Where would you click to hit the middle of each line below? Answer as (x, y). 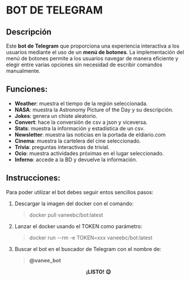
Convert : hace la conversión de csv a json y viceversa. (81, 122)
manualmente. (23, 71)
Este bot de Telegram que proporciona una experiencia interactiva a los (93, 46)
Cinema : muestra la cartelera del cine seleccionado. (78, 141)
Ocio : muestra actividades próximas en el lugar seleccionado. (89, 153)
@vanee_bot (45, 260)
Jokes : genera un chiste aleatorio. (56, 116)
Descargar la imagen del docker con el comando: (74, 204)
